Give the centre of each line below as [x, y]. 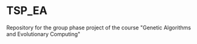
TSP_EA [27, 11]
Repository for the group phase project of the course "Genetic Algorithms [99, 28]
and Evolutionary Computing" [43, 34]
